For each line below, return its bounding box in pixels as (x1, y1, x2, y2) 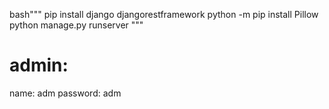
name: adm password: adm (9, 87, 122, 99)
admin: (9, 54, 69, 77)
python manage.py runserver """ (9, 19, 144, 31)
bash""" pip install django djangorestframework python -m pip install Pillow (9, 9, 319, 20)
